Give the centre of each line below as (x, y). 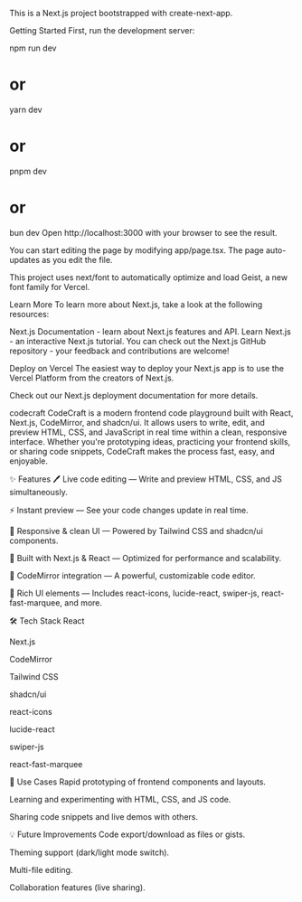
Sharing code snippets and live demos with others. (104, 816)
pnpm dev (28, 171)
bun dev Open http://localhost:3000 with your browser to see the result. (143, 232)
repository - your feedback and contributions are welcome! (119, 351)
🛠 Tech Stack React (47, 620)
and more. (83, 602)
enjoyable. (28, 461)
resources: (29, 314)
